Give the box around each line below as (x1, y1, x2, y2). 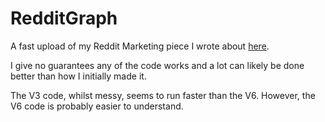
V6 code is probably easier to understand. (10, 100, 184, 112)
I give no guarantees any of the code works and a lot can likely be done (10, 59, 305, 71)
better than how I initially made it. (10, 70, 147, 82)
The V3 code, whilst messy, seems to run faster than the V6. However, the (10, 89, 316, 101)
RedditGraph (10, 7, 118, 30)
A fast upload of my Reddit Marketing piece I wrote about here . (10, 40, 270, 52)
